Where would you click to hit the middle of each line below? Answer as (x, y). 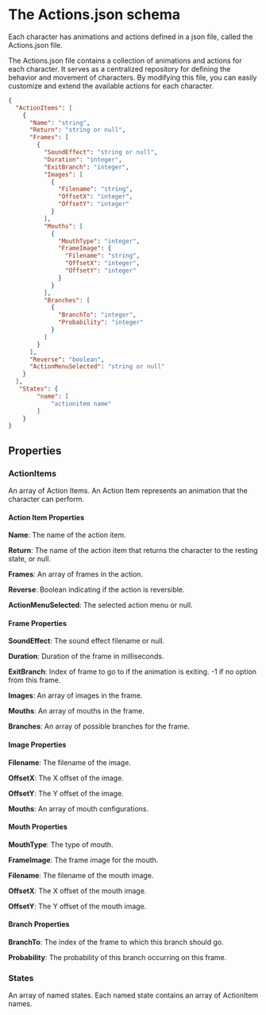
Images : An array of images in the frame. (75, 696)
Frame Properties (38, 623)
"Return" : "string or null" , (77, 130)
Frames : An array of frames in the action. (76, 574)
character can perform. (46, 499)
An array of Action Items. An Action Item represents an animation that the (128, 490)
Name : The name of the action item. (67, 535)
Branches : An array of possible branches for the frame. (99, 726)
